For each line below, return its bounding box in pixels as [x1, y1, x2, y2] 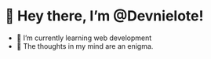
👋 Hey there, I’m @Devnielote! [5, 7, 204, 25]
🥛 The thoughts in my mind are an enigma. [16, 41, 154, 50]
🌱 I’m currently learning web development [16, 33, 152, 42]
